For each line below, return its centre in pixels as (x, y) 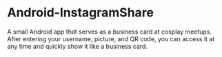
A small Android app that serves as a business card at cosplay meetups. (110, 32)
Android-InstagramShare (80, 13)
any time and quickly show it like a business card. (78, 46)
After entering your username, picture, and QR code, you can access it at (111, 38)
